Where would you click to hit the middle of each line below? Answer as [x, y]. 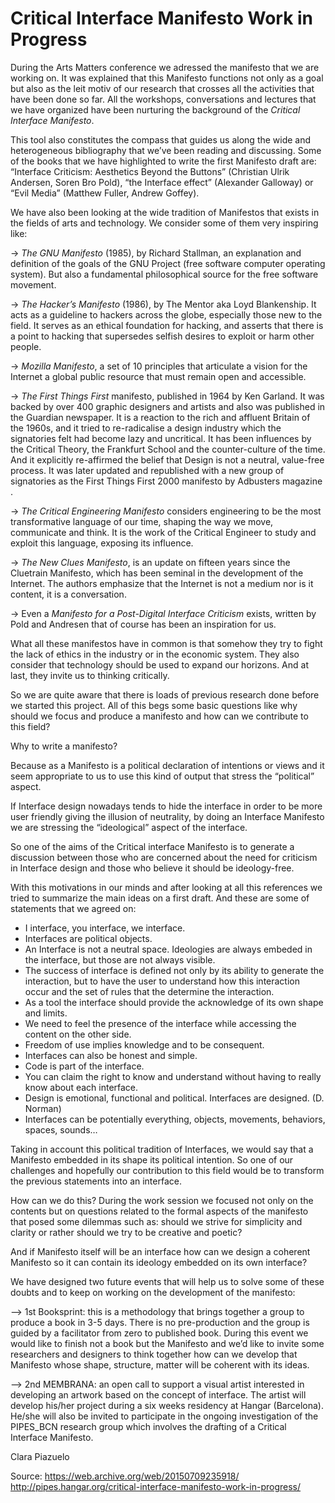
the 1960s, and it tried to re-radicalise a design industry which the [146, 428]
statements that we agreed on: [73, 908]
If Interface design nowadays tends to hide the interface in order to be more [166, 806]
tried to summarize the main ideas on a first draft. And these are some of [160, 898]
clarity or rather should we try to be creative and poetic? [126, 1232]
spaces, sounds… [61, 1129]
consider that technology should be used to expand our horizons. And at [160, 664]
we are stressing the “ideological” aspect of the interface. [129, 827]
